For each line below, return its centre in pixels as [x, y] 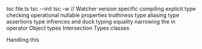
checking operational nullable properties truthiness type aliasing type [93, 15]
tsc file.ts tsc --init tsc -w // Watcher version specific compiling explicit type [101, 9]
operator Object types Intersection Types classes [68, 28]
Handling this [23, 40]
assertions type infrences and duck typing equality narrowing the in [91, 21]
